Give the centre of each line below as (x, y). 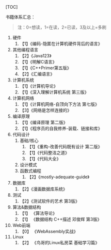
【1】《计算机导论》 (39, 86)
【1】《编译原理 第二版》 (44, 122)
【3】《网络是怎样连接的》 (46, 110)
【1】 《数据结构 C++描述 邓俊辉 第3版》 (61, 219)
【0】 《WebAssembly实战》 (49, 231)
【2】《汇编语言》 (37, 74)
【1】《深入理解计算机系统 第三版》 (54, 92)
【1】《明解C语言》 (38, 62)
